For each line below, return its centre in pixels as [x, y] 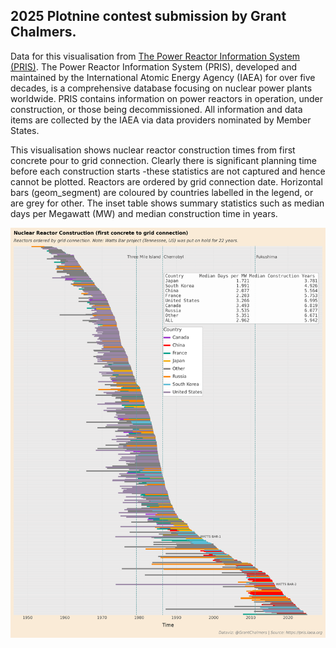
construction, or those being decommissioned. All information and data [156, 109]
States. [25, 130]
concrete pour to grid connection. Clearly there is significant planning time [163, 160]
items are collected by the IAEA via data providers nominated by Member [161, 120]
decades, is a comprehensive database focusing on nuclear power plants [161, 88]
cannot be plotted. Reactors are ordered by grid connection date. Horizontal [166, 181]
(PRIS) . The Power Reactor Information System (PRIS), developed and [154, 66]
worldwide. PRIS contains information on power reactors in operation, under [166, 98]
